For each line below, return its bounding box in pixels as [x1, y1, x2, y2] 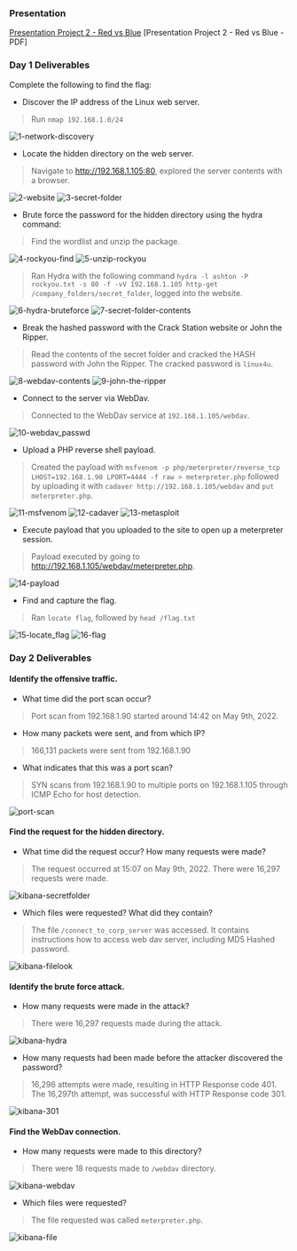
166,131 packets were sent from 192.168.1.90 [30, 745, 191, 756]
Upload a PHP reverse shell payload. [21, 444, 156, 455]
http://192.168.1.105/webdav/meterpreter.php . [30, 560, 195, 571]
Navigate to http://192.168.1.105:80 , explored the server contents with [30, 165, 283, 176]
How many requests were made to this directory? [21, 1146, 202, 1157]
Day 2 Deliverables [9, 652, 92, 664]
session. [21, 533, 53, 544]
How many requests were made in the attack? [21, 1001, 190, 1012]
